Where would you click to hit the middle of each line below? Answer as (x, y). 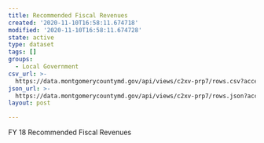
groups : (21, 60)
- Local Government (47, 67)
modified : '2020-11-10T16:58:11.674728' (75, 30)
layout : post (29, 103)
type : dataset (31, 45)
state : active (31, 37)
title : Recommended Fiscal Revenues (68, 15)
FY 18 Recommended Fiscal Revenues (70, 132)
